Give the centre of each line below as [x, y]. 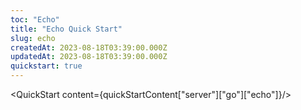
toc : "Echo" [35, 19]
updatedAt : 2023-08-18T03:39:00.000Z [89, 57]
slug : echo [33, 38]
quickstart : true [46, 66]
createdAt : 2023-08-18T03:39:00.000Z [89, 47]
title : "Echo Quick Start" [66, 29]
